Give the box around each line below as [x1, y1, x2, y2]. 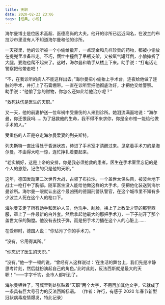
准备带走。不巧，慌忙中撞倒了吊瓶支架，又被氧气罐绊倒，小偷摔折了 [22, 53, 160, 59]
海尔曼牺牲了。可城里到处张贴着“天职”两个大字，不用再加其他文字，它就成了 [5, 282, 160, 288]
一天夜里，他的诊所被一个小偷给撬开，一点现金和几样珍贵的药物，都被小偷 [5, 47, 156, 53]
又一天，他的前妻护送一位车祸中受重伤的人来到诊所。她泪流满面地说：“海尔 [5, 110, 158, 115]
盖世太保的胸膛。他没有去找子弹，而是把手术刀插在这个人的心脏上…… [5, 218, 146, 224]
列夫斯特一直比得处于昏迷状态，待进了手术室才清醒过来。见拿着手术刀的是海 [5, 143, 160, 149]
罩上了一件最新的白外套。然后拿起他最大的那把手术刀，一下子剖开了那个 [13, 211, 160, 217]
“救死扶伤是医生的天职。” [5, 99, 55, 105]
